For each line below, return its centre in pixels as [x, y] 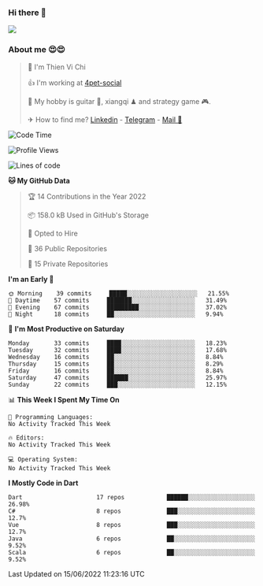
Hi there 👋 [28, 13]
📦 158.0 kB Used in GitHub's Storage [88, 215]
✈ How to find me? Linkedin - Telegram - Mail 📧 [105, 119]
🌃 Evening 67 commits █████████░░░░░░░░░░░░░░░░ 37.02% [117, 307]
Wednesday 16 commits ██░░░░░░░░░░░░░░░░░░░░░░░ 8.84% [116, 357]
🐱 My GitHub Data [39, 180]
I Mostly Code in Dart [43, 483]
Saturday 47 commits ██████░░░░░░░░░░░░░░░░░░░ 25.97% [117, 377]
